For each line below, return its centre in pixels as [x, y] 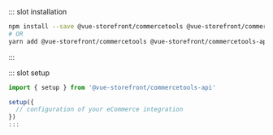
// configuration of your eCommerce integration [100, 110]
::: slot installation [38, 12]
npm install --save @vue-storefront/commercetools [96, 27]
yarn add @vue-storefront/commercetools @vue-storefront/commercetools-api [139, 41]
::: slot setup [29, 73]
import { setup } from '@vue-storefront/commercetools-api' [113, 87]
